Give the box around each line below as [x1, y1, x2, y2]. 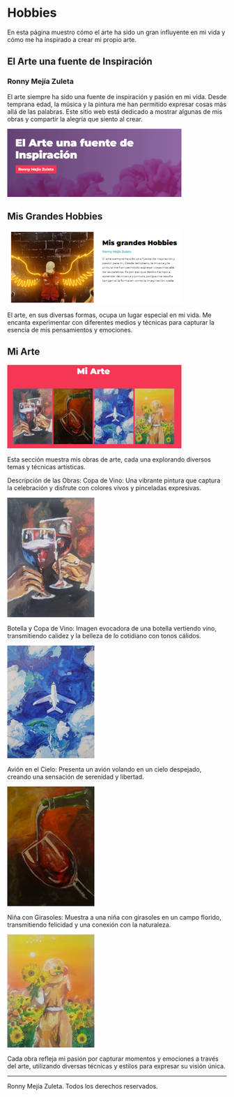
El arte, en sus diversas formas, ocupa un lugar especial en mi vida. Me [7, 311, 212, 319]
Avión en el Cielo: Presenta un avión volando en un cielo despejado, [7, 765, 202, 773]
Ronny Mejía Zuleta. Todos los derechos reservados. [7, 1082, 158, 1090]
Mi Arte [7, 346, 40, 358]
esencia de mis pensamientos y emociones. [7, 325, 133, 334]
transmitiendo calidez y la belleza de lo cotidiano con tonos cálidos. [7, 631, 202, 640]
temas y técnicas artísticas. [7, 463, 86, 471]
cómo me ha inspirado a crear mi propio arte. [7, 35, 137, 43]
